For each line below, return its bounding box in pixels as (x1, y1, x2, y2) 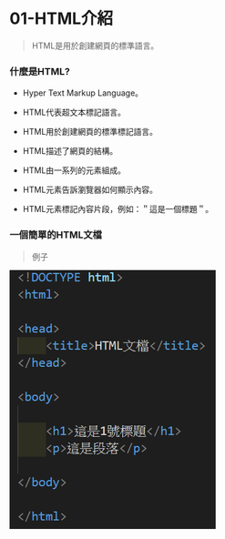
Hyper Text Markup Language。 (22, 87, 144, 98)
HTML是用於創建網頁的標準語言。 (31, 40, 159, 51)
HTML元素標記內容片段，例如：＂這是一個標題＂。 (22, 204, 214, 215)
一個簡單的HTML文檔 (9, 229, 103, 241)
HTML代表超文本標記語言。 (22, 107, 126, 118)
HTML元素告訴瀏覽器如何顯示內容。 (22, 184, 158, 196)
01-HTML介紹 (9, 8, 114, 29)
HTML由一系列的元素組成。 (22, 165, 126, 176)
